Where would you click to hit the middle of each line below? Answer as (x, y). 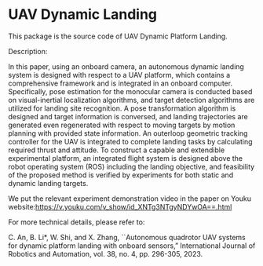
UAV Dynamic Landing (83, 15)
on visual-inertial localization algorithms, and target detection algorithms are (131, 100)
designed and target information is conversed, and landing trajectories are (128, 116)
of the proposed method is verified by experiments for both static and (121, 175)
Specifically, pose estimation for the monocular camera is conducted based (130, 91)
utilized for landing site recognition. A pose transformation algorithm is (122, 108)
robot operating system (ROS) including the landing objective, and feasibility (131, 166)
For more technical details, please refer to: (77, 222)
